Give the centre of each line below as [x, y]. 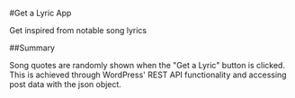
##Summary [32, 48]
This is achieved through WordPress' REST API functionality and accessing [148, 75]
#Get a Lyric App [40, 13]
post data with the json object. [65, 84]
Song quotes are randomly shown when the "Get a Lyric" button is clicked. [147, 65]
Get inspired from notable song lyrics [78, 30]
